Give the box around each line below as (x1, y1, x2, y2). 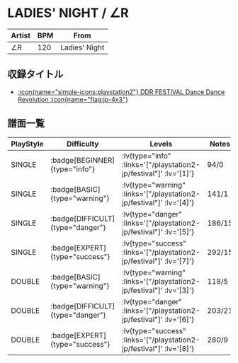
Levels (149, 139, 173, 149)
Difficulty (67, 139, 99, 149)
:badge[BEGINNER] (50, 155, 115, 165)
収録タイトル (7, 69, 64, 81)
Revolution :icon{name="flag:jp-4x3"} (17, 95, 129, 103)
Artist (11, 30, 30, 40)
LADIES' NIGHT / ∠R (7, 5, 129, 21)
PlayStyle (11, 139, 44, 149)
